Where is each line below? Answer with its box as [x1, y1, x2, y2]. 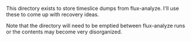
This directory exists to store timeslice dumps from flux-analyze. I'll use [6, 5, 179, 12]
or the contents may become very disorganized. [6, 28, 122, 35]
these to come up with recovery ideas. [6, 11, 99, 18]
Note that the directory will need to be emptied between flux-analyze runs [6, 23, 185, 29]
